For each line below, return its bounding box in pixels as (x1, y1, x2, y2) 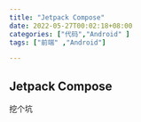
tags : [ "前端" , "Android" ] (9, 37, 106, 47)
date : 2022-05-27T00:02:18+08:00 (9, 21, 133, 30)
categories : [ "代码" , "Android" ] (9, 29, 130, 38)
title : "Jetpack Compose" (9, 12, 105, 22)
